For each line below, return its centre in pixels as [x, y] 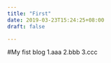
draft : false [26, 26]
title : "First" [29, 13]
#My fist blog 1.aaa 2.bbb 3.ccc [52, 52]
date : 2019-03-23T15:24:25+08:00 [56, 20]
